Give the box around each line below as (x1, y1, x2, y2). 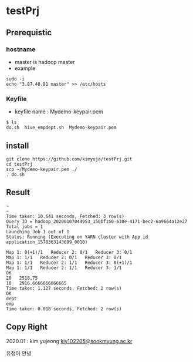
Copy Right (6, 322, 48, 332)
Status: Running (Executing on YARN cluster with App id (6, 234, 148, 240)
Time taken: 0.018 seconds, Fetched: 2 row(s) (6, 306, 122, 312)
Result (6, 187, 31, 197)
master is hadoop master (14, 58, 75, 65)
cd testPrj (6, 161, 33, 167)
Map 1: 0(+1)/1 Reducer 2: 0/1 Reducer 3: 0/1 (6, 249, 133, 255)
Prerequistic (6, 28, 52, 38)
